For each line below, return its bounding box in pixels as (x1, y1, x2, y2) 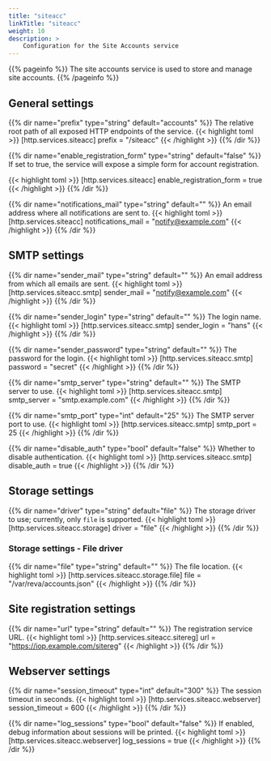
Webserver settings (8, 665, 111, 678)
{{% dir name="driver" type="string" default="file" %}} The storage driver (8, 506, 256, 515)
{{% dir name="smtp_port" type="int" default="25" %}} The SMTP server (8, 410, 255, 420)
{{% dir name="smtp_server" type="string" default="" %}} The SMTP (8, 378, 241, 387)
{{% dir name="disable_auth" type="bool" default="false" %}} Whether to (8, 443, 256, 453)
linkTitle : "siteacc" (8, 19, 82, 28)
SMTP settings (8, 249, 85, 263)
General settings (8, 96, 95, 110)
